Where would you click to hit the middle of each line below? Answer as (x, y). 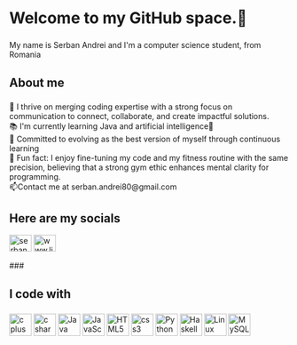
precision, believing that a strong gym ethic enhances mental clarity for (139, 167)
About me (37, 82)
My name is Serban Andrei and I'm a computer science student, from (135, 45)
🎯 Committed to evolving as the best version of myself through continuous (145, 139)
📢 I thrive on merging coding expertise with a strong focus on (121, 107)
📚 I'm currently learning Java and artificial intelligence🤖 (112, 126)
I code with (40, 294)
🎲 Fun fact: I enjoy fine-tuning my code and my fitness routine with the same (149, 158)
